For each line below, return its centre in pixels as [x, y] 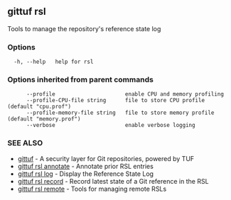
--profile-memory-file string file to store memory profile [120, 113]
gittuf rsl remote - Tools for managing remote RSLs [92, 189]
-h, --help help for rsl [54, 62]
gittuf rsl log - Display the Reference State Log [86, 174]
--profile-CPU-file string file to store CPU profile [115, 101]
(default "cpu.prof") [39, 107]
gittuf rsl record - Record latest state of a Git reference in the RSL [113, 181]
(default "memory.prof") [44, 119]
